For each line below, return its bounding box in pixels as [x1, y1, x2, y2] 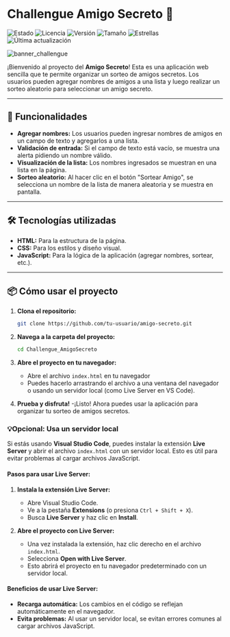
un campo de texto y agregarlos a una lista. [16, 137, 140, 145]
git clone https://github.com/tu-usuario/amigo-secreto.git [16, 321, 192, 327]
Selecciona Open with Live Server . [27, 554, 127, 562]
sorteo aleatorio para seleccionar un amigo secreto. [7, 84, 153, 93]
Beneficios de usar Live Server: [7, 585, 98, 593]
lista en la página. [16, 165, 67, 174]
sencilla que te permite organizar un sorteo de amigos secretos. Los [7, 70, 199, 78]
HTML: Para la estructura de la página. [16, 236, 127, 244]
